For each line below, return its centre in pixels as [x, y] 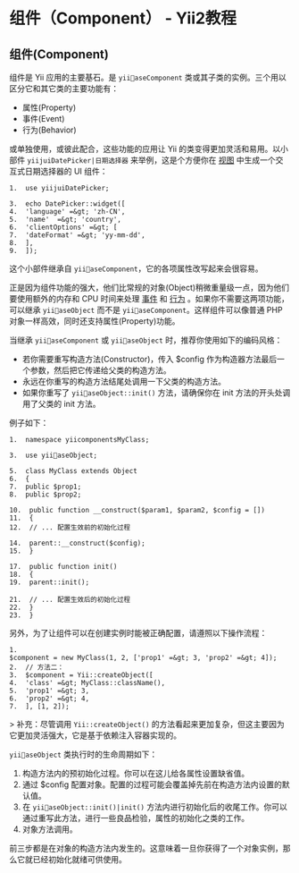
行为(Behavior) [50, 130]
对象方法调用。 [50, 829]
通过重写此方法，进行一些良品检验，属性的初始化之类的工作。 [136, 818]
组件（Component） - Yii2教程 [123, 18]
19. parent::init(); [50, 582]
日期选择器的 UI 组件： [66, 171]
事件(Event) [43, 119]
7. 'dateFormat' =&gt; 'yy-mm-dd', [77, 235]
